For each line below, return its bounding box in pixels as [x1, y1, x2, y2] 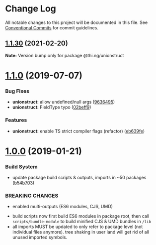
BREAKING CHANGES [5, 192, 59, 199]
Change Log [5, 3, 56, 14]
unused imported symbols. [12, 235, 68, 241]
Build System [5, 163, 38, 170]
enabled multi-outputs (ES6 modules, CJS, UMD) [12, 204, 113, 210]
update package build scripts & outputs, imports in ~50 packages [12, 175, 147, 181]
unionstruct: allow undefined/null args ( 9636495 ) [12, 99, 115, 105]
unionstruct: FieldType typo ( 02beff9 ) [12, 104, 91, 110]
